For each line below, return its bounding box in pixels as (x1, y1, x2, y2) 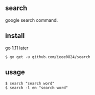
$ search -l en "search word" (5, 86, 68, 91)
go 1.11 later (5, 45, 28, 51)
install (5, 32, 25, 40)
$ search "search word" (5, 81, 55, 86)
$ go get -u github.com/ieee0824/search (5, 54, 91, 59)
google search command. (5, 17, 58, 23)
